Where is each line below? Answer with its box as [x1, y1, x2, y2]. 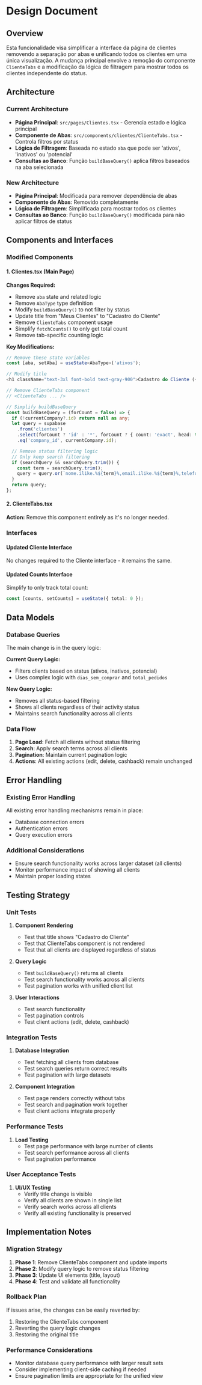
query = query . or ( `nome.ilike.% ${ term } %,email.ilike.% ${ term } [17, 471, 176, 477]
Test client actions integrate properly [23, 1107, 115, 1114]
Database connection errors [14, 818, 85, 825]
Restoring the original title [14, 1330, 79, 1338]
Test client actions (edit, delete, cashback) [23, 1018, 129, 1026]
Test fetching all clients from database [23, 1059, 119, 1066]
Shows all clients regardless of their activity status [14, 703, 140, 711]
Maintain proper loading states [14, 873, 91, 880]
